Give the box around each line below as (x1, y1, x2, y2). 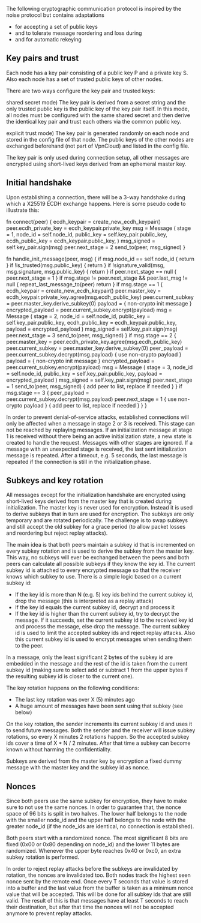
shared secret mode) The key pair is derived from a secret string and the (6, 98, 186, 106)
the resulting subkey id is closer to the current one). (6, 673, 134, 680)
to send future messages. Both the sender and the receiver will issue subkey (6, 727, 196, 734)
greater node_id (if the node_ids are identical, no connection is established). (6, 823, 194, 830)
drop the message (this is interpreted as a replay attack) (14, 597, 154, 605)
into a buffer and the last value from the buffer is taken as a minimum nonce (6, 885, 194, 892)
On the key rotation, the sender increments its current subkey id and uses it (6, 720, 193, 728)
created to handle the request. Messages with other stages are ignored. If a (6, 439, 193, 446)
